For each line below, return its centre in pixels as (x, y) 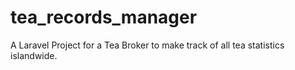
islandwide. (34, 55)
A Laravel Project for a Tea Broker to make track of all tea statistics (147, 45)
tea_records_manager (104, 17)
